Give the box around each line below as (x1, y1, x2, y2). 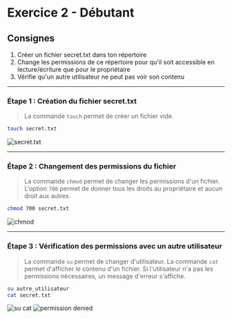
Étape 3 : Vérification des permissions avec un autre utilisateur (7, 242, 222, 251)
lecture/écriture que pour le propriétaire (17, 66, 130, 73)
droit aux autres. (23, 192, 71, 200)
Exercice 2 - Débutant (7, 5, 135, 21)
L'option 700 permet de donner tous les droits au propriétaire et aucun (23, 184, 223, 193)
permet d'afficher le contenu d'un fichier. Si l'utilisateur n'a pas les (23, 264, 214, 273)
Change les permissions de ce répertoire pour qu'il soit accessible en (17, 58, 215, 66)
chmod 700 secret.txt (7, 205, 70, 212)
